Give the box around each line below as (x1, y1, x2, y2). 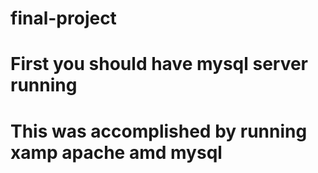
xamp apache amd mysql (10, 141, 223, 164)
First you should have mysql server (10, 53, 309, 76)
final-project (10, 7, 117, 30)
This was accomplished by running (10, 120, 308, 142)
